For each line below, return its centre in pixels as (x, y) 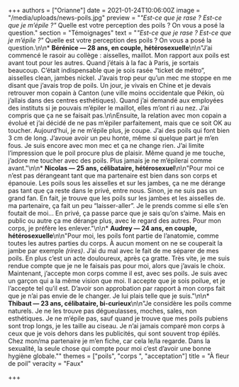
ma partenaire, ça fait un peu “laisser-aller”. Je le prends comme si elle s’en (118, 206)
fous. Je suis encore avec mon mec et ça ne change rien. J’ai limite (106, 145)
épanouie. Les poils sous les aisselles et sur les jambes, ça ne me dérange (117, 183)
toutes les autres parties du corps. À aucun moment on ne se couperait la (115, 243)
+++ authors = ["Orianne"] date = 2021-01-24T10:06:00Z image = (104, 10)
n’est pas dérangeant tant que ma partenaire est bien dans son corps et (113, 175)
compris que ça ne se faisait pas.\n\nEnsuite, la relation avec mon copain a (117, 115)
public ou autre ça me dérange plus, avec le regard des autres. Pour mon (115, 221)
